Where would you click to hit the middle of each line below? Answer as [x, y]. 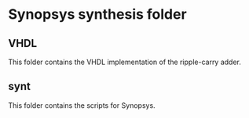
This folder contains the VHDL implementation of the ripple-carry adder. [125, 62]
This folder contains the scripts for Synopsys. [82, 105]
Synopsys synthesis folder [97, 14]
